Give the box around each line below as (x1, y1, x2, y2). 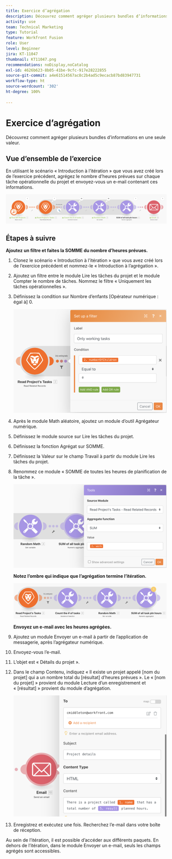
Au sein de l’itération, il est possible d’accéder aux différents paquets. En (6, 837, 159, 843)
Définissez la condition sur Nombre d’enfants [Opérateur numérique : (13, 293, 159, 300)
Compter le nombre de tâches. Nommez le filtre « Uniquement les (13, 278, 152, 284)
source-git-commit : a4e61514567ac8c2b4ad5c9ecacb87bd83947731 (6, 73, 141, 78)
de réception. (13, 827, 42, 833)
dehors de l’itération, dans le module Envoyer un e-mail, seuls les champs (6, 843, 161, 849)
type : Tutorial (6, 30, 38, 35)
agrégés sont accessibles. (6, 848, 61, 854)
